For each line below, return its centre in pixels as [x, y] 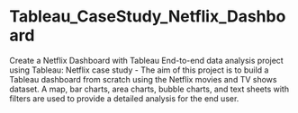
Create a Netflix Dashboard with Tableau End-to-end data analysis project [146, 60]
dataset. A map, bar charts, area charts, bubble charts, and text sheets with [149, 89]
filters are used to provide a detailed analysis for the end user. [124, 98]
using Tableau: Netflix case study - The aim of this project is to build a [139, 70]
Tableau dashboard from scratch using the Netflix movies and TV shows [143, 79]
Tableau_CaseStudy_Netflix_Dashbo [148, 17]
